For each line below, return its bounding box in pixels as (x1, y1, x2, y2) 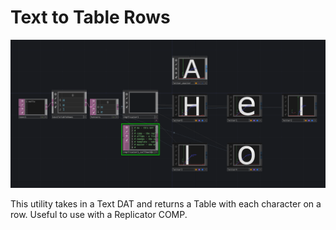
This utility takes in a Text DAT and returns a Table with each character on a (10, 198, 322, 210)
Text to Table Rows (10, 6, 171, 29)
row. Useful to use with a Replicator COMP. (10, 209, 188, 221)
